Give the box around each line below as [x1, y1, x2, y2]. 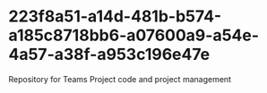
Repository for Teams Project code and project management [8, 73, 232, 84]
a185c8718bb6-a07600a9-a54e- [8, 25, 260, 46]
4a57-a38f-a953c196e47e [8, 45, 211, 64]
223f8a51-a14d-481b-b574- [8, 6, 222, 27]
